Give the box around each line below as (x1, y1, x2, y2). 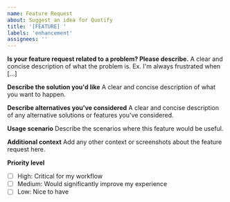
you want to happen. (7, 91, 66, 99)
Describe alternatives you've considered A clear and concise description (7, 104, 220, 112)
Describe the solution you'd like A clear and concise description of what (7, 83, 216, 91)
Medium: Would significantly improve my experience (17, 180, 168, 188)
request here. (7, 145, 46, 154)
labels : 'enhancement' (7, 29, 73, 37)
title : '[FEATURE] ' (7, 23, 67, 30)
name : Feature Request (7, 10, 73, 17)
